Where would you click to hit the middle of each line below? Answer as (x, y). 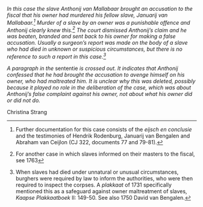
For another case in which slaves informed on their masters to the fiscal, (105, 154)
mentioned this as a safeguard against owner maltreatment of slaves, (101, 191)
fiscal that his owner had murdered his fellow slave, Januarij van (87, 15)
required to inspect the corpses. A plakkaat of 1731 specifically (94, 185)
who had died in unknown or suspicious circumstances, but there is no (95, 49)
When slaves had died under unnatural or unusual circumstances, (97, 172)
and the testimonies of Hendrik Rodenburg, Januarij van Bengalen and (103, 136)
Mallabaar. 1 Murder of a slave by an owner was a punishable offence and (98, 22)
